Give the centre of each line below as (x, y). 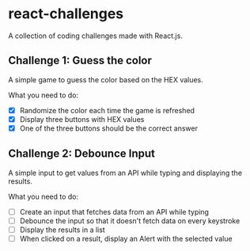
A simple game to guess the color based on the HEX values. (106, 79)
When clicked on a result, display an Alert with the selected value (126, 238)
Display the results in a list (62, 230)
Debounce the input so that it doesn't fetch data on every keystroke (130, 221)
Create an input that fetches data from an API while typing (114, 211)
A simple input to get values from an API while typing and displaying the (125, 173)
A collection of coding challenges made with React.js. (96, 36)
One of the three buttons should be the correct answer (108, 128)
